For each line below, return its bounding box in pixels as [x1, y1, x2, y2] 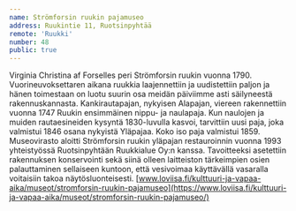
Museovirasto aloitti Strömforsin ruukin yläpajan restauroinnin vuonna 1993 [9, 136, 282, 147]
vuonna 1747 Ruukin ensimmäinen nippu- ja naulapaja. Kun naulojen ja [9, 108, 265, 118]
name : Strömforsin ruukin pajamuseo [9, 12, 144, 22]
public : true [9, 46, 57, 55]
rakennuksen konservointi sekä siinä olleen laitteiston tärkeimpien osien [9, 154, 270, 165]
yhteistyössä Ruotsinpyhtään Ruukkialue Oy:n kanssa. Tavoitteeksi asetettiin [9, 145, 287, 155]
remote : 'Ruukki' [9, 29, 73, 38]
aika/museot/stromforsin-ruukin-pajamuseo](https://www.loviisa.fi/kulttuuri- [9, 183, 287, 193]
